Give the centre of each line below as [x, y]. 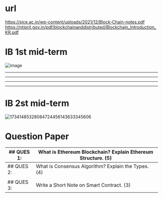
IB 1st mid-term [36, 52]
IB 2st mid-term [37, 103]
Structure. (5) [96, 158]
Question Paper [37, 136]
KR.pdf [12, 32]
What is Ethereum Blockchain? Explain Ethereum [96, 152]
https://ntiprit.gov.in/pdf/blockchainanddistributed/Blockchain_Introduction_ [81, 27]
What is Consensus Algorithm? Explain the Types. [92, 166]
